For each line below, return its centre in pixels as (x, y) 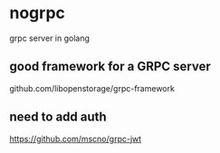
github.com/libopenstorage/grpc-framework (92, 88)
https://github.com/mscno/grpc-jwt (76, 139)
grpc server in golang (50, 38)
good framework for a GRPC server (110, 67)
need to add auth (58, 117)
